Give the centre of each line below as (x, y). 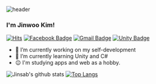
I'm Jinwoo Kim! (31, 25)
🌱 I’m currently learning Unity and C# (61, 56)
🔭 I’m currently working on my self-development (75, 50)
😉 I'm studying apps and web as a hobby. (68, 63)
